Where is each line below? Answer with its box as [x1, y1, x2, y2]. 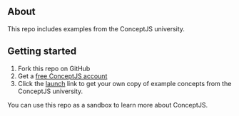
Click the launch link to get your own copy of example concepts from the [17, 79, 232, 88]
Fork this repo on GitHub [17, 64, 91, 73]
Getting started [7, 46, 77, 58]
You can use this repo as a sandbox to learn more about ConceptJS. [7, 100, 208, 109]
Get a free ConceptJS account [17, 71, 108, 80]
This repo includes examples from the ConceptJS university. [7, 24, 185, 33]
